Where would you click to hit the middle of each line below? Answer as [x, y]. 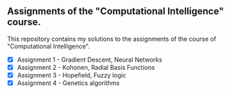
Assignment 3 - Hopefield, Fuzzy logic [71, 75]
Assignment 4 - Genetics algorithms [68, 83]
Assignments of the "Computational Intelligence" [116, 11]
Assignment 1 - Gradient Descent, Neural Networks [90, 59]
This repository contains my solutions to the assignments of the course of [112, 39]
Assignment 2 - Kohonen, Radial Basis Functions [86, 67]
